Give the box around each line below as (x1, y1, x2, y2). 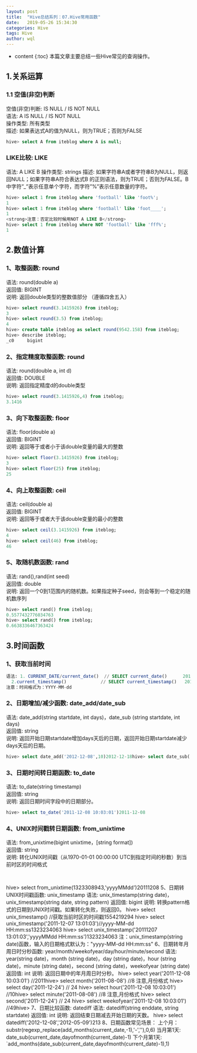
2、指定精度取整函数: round (6, 353, 85, 361)
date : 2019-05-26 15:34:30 (6, 19, 77, 25)
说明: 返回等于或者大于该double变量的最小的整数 (6, 515, 124, 522)
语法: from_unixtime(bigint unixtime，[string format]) (6, 839, 133, 846)
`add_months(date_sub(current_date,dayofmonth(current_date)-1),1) (6, 1040, 170, 1048)
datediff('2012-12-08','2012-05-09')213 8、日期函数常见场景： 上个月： (6, 1019, 179, 1026)
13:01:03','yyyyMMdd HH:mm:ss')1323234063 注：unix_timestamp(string (6, 933, 183, 940)
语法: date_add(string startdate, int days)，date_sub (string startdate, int (6, 714, 181, 721)
